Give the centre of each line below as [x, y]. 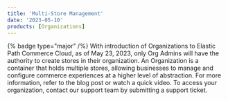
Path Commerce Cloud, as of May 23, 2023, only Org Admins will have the [113, 53]
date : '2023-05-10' [35, 20]
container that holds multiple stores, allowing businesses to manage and [110, 68]
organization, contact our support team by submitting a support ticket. [107, 90]
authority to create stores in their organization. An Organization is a [103, 61]
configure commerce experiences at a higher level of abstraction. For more [114, 75]
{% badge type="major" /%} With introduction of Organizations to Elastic [112, 46]
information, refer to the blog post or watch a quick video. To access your [112, 83]
